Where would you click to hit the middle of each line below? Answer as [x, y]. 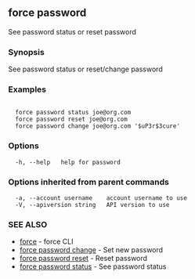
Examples [27, 89]
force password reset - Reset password [83, 259]
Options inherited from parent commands [89, 182]
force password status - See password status [93, 266]
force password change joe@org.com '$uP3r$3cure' [97, 126]
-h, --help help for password [68, 162]
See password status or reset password [72, 31]
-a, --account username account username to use [101, 198]
